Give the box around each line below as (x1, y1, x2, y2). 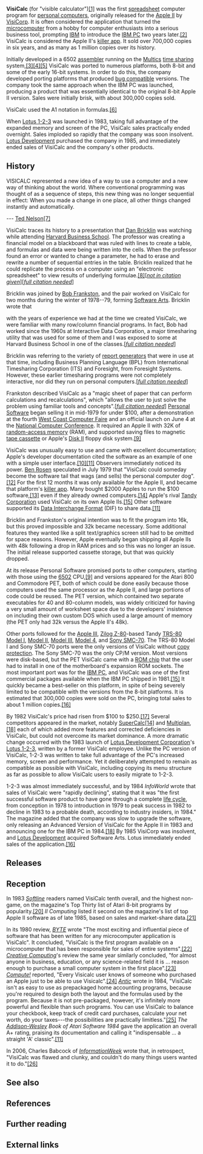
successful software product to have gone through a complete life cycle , (6, 795, 188, 803)
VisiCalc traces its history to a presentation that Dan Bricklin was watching (6, 226, 192, 234)
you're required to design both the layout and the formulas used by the (6, 990, 183, 997)
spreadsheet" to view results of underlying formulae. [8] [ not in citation (6, 271, 181, 278)
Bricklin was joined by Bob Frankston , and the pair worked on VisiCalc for (6, 289, 190, 297)
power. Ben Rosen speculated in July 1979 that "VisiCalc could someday (6, 465, 187, 473)
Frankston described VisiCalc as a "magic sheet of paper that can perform (6, 390, 192, 397)
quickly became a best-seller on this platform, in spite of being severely (6, 681, 185, 689)
